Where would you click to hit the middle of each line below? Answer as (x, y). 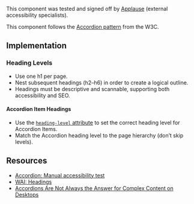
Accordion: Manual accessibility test (60, 175)
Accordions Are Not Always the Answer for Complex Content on (94, 188)
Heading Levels (29, 63)
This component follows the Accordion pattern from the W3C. (83, 27)
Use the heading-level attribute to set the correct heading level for (97, 123)
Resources (27, 161)
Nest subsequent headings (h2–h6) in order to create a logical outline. (102, 82)
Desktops (27, 194)
